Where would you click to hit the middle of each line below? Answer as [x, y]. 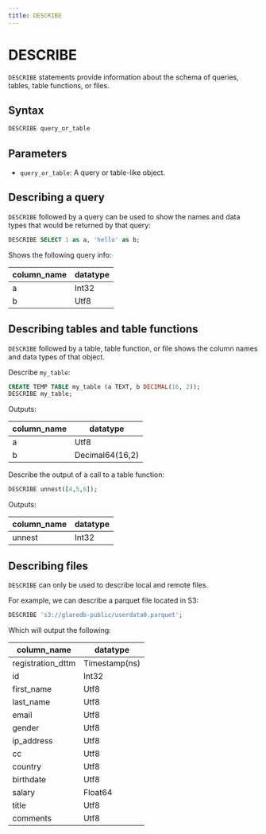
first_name [32, 689]
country [27, 766]
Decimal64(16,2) [107, 456]
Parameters [38, 153]
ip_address [33, 740]
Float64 [98, 792]
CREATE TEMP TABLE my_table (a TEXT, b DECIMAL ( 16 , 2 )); [104, 386]
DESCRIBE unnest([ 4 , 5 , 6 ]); [53, 490]
